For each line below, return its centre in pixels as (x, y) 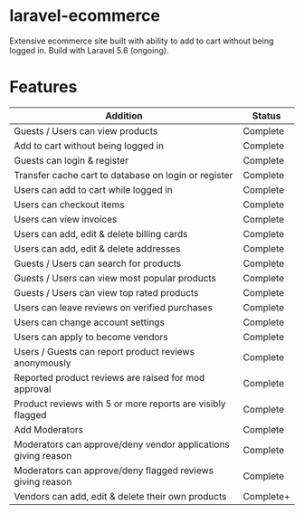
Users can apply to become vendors (91, 337)
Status (266, 116)
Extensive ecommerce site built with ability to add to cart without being (142, 41)
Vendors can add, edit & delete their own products (120, 496)
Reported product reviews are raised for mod (109, 377)
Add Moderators (49, 429)
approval (33, 388)
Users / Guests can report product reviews (104, 351)
